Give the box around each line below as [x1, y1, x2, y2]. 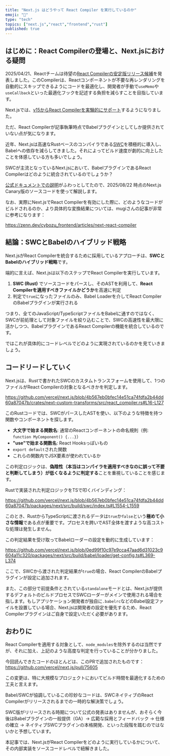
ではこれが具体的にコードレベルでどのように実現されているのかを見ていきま [5, 340, 165, 346]
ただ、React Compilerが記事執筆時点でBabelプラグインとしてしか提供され [5, 124, 160, 130]
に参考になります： [5, 212, 46, 218]
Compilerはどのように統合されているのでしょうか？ [5, 171, 113, 177]
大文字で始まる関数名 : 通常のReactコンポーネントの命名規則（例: [12, 427, 149, 433]
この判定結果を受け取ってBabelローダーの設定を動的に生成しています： [5, 537, 155, 543]
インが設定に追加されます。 [14, 574, 72, 580]
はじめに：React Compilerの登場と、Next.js [5, 46, 145, 55]
